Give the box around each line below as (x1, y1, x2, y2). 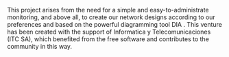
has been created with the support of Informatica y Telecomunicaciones (7, 27, 211, 36)
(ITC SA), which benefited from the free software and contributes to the (7, 35, 209, 43)
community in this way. (7, 43, 73, 50)
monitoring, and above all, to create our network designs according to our (7, 13, 216, 21)
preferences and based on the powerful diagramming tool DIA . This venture (7, 21, 223, 28)
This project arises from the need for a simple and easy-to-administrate (7, 6, 209, 14)
